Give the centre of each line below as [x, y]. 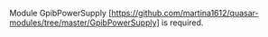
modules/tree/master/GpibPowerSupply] [84, 23]
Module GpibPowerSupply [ [60, 13]
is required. [182, 23]
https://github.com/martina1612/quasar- [185, 13]
